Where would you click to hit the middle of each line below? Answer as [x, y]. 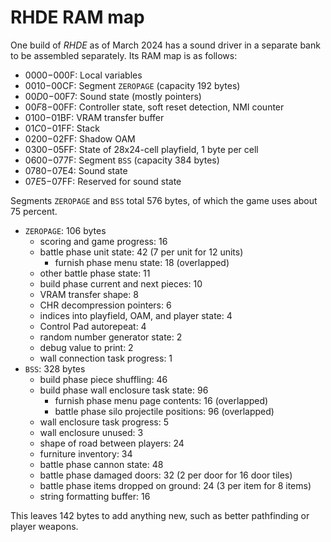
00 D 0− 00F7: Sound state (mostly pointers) [113, 96]
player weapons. [44, 526]
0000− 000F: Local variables [83, 75]
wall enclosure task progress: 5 [104, 422]
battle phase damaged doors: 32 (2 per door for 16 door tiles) [166, 475]
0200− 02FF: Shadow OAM [80, 138]
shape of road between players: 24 [112, 443]
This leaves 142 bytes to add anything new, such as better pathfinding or [160, 515]
